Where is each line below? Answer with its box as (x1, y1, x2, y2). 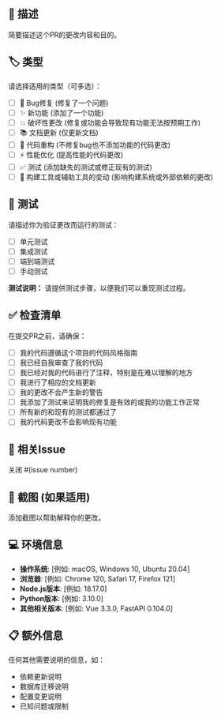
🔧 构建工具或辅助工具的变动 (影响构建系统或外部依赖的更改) (19, 172, 214, 182)
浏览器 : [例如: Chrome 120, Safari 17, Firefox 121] (19, 573, 176, 583)
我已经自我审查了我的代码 (19, 358, 103, 367)
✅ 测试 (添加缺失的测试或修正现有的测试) (19, 162, 152, 171)
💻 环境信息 (8, 538, 63, 551)
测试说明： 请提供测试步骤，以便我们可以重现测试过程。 (8, 284, 190, 293)
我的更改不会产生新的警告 (19, 388, 103, 397)
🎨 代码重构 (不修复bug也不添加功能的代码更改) (19, 140, 171, 149)
